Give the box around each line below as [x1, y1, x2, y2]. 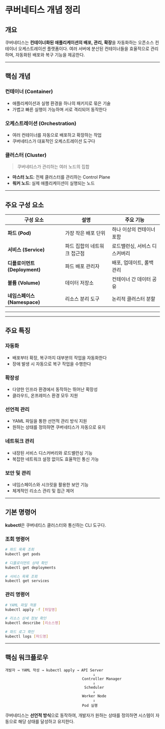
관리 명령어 [5, 591, 30, 598]
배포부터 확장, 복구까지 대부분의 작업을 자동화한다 [12, 354, 107, 360]
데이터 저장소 [65, 280, 94, 287]
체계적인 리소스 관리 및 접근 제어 [12, 488, 74, 494]
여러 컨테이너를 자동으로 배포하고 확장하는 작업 [12, 132, 102, 138]
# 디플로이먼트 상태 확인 [5, 560, 48, 565]
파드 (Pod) [7, 230, 31, 236]
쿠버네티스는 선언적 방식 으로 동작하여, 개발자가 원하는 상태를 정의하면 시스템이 [5, 712, 155, 718]
